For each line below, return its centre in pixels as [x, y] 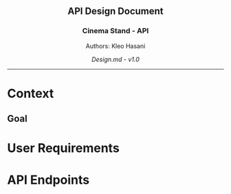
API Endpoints [48, 180]
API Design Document [115, 11]
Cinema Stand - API [115, 31]
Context [31, 93]
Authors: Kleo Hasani [115, 46]
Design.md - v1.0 [115, 59]
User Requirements [64, 148]
